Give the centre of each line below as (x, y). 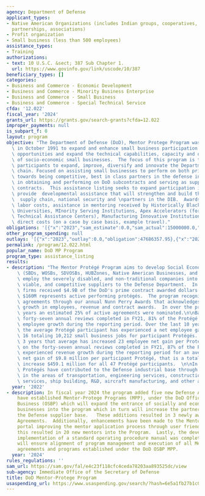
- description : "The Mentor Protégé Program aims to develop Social (95, 268)
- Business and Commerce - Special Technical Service (76, 103)
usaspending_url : (28, 483)
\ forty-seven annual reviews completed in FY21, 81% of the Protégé (108, 319)
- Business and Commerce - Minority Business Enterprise (80, 92)
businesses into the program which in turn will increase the (98, 410)
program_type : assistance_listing (50, 256)
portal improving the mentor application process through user (99, 426)
